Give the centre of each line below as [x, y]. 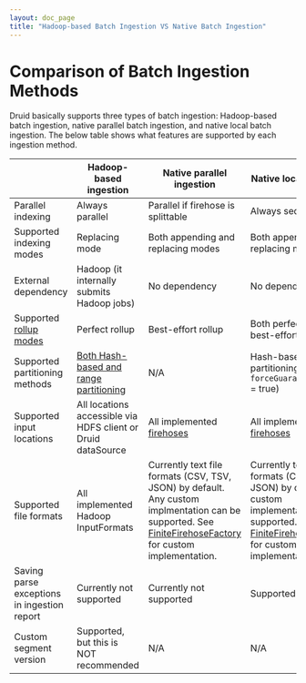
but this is [97, 643]
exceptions [38, 594]
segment [33, 648]
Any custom [173, 499]
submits [94, 292]
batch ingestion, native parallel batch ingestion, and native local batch [140, 126]
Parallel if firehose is [191, 206]
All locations [103, 404]
